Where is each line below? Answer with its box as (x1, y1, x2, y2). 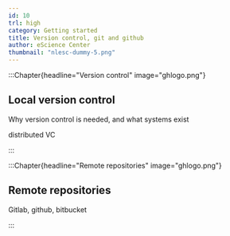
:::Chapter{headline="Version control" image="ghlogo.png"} (8, 71, 206, 79)
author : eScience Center (8, 41, 91, 49)
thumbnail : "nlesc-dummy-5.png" (8, 48, 115, 56)
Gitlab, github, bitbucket (8, 204, 88, 215)
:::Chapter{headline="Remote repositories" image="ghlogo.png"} (8, 161, 223, 170)
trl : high (8, 19, 41, 27)
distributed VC (8, 130, 56, 139)
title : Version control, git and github (8, 33, 145, 42)
